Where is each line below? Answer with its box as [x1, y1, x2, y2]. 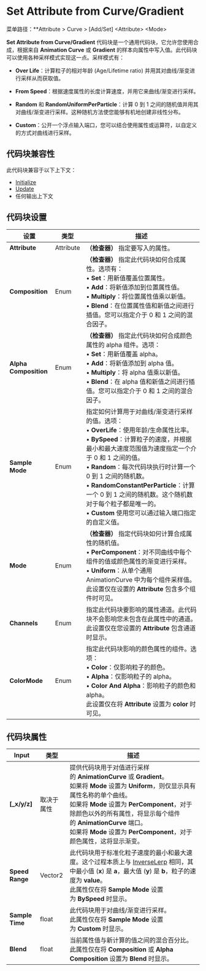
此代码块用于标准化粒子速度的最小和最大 [69, 849, 187, 857]
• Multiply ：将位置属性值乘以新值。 [85, 292, 190, 300]
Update [15, 185, 34, 192]
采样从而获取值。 [20, 74, 64, 82]
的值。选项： [85, 416, 123, 425]
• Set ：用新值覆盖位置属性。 [85, 273, 169, 282]
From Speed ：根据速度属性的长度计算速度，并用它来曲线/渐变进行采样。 [15, 87, 199, 95]
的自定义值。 [85, 518, 123, 526]
